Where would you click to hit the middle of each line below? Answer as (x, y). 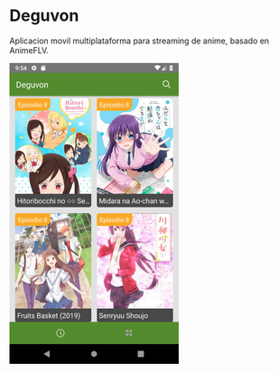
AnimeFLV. (29, 50)
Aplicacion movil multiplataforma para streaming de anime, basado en (139, 41)
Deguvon (44, 16)
